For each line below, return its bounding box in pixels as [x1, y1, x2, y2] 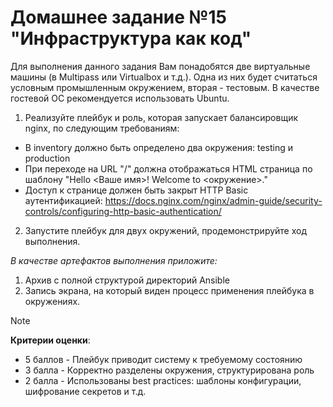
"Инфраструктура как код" [10, 27, 252, 50]
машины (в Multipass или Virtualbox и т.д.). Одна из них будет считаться [10, 71, 318, 83]
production [24, 152, 71, 164]
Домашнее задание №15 [10, 6, 227, 29]
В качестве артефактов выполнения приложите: [10, 254, 218, 266]
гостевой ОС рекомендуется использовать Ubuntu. [10, 92, 230, 104]
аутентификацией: [24, 194, 103, 206]
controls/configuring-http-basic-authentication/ [24, 205, 222, 217]
